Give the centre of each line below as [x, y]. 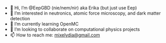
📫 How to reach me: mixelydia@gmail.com [55, 35]
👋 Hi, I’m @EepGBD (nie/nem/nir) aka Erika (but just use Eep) [73, 8]
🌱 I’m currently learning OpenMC [44, 24]
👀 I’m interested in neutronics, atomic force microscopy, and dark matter [85, 13]
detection [20, 18]
